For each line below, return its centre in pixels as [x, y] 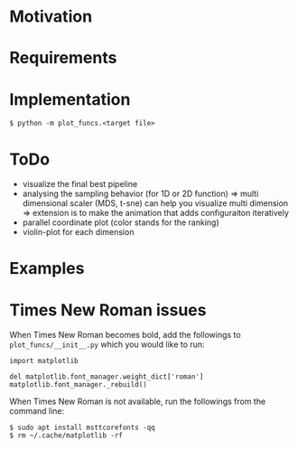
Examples [47, 269]
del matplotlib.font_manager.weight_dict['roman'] [107, 377]
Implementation [70, 99]
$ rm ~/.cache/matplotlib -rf [66, 435]
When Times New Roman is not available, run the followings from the [138, 402]
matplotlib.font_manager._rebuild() [78, 385]
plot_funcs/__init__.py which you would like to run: [107, 344]
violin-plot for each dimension [78, 232]
